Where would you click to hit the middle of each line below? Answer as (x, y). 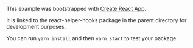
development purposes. (36, 27)
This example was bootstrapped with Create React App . (76, 9)
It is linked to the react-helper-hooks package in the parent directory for (96, 20)
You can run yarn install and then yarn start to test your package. (92, 38)
